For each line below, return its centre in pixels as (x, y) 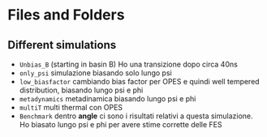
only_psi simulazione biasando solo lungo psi (95, 73)
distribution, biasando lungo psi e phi (81, 90)
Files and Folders (66, 15)
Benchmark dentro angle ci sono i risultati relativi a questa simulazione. (136, 116)
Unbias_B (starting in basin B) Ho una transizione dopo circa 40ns (129, 64)
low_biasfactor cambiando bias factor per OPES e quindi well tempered (140, 81)
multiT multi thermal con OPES (71, 107)
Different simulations (62, 45)
